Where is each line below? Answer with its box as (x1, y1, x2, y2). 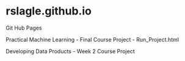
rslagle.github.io (5, 4, 92, 18)
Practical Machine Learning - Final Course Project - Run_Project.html (5, 36, 180, 43)
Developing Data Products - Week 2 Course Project (5, 47, 135, 55)
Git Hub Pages (5, 24, 42, 31)
